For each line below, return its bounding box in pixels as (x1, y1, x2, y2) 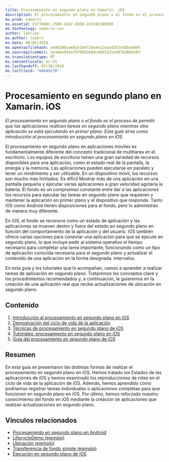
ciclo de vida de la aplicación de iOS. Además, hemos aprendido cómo (5, 380, 152, 386)
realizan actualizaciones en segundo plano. (5, 401, 95, 407)
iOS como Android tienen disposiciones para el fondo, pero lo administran (5, 202, 158, 209)
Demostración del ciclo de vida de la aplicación (12, 320, 111, 326)
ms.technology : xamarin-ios (5, 26, 64, 31)
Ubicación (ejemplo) (12, 440, 55, 446)
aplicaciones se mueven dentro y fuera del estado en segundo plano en (5, 223, 154, 229)
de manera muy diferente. (5, 208, 59, 214)
